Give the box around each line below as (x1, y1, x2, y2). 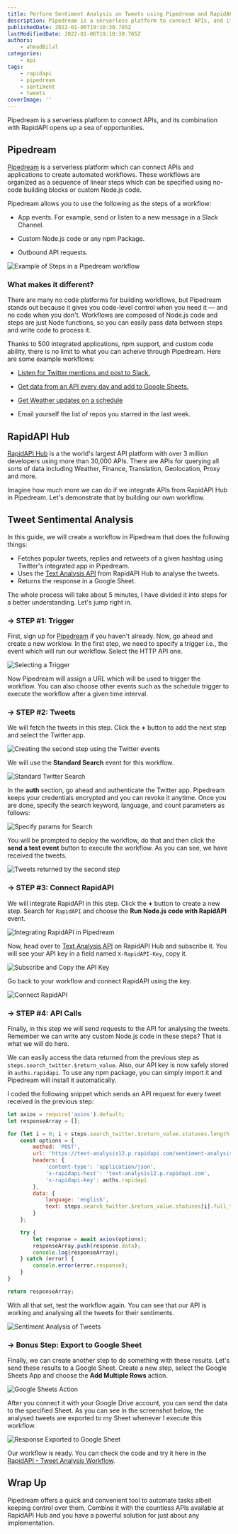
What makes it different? (7, 279, 94, 289)
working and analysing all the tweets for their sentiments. (7, 1308, 175, 1317)
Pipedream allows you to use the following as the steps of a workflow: (7, 199, 212, 207)
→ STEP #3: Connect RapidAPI (7, 882, 115, 892)
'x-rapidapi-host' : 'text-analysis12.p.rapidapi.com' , (45, 1170, 211, 1177)
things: (7, 540, 28, 549)
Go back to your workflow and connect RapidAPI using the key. (7, 976, 192, 985)
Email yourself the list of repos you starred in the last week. (17, 410, 191, 418)
